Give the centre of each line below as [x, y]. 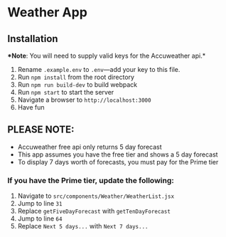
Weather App [47, 12]
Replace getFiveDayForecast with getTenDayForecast [94, 211]
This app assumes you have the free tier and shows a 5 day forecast [118, 154]
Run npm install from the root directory [76, 77]
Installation [33, 39]
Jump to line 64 [40, 218]
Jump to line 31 [40, 204]
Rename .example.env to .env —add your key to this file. [99, 69]
